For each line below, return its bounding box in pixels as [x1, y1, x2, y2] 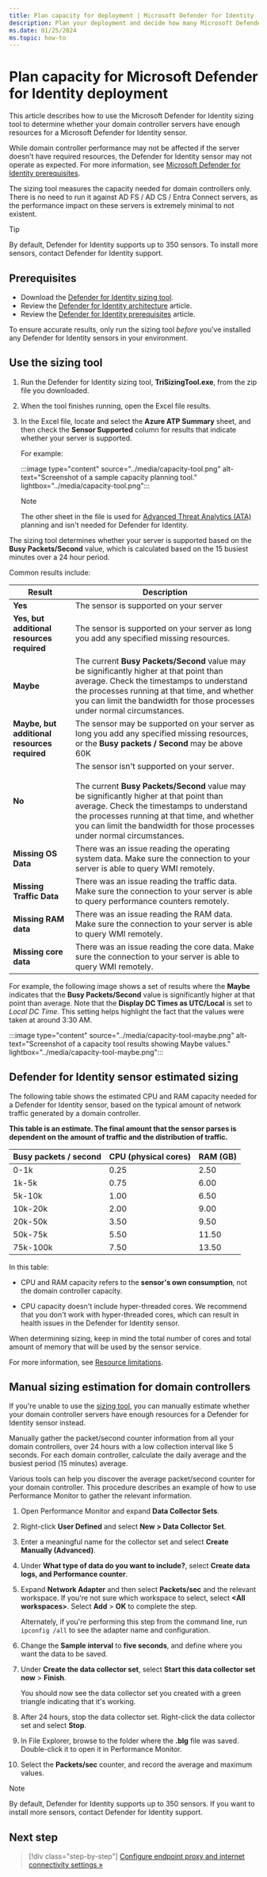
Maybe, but [13, 717, 57, 729]
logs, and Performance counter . [20, 1569, 128, 1579]
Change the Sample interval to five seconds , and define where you [20, 1640, 242, 1651]
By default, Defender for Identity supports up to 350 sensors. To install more [9, 240, 258, 250]
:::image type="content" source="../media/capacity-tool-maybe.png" [9, 1030, 235, 1040]
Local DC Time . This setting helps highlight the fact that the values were [9, 1006, 245, 1016]
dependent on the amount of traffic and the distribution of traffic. [9, 1132, 228, 1141]
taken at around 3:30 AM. [9, 1015, 93, 1025]
